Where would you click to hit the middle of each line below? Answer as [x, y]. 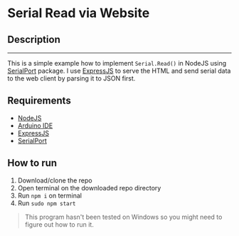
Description [34, 40]
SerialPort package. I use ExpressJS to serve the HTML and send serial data [119, 71]
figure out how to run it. [59, 224]
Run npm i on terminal [49, 195]
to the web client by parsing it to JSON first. [71, 78]
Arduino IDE [35, 125]
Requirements [39, 101]
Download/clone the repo [55, 180]
